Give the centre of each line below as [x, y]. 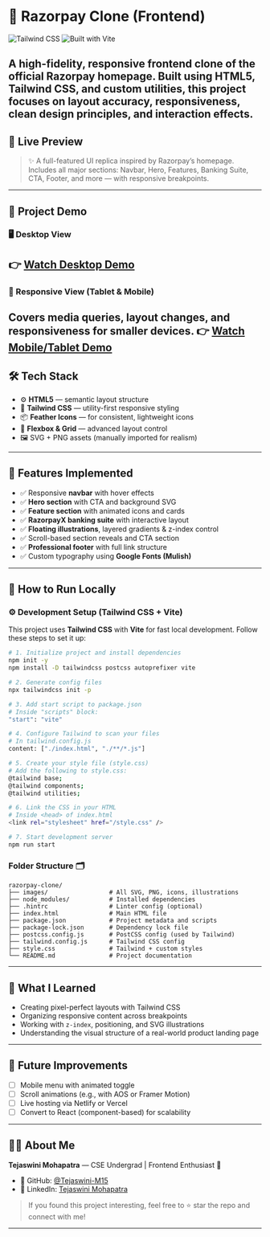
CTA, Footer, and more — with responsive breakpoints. [119, 178]
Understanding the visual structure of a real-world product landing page [139, 1033]
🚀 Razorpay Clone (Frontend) [107, 16]
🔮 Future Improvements [68, 1065]
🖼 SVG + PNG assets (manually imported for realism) [108, 437]
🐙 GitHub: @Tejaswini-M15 [64, 1180]
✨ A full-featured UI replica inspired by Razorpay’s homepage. [131, 161]
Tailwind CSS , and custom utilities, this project [127, 89]
